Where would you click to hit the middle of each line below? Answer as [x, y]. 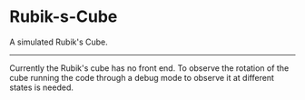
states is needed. [42, 87]
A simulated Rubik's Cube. [59, 42]
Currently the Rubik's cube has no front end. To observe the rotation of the [149, 68]
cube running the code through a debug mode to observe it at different [142, 77]
